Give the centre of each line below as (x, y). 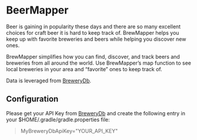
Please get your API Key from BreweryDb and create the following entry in (96, 113)
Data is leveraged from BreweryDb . (49, 81)
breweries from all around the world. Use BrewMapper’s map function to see (99, 63)
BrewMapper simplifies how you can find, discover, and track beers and (93, 56)
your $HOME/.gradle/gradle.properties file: (58, 119)
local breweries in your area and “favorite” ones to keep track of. (84, 69)
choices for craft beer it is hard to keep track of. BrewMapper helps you (93, 32)
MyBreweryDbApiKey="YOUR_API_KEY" (69, 131)
